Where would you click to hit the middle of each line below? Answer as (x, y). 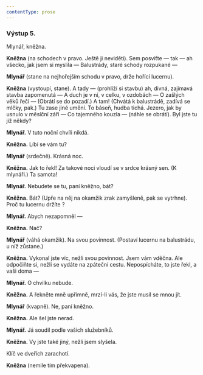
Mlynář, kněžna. (26, 46)
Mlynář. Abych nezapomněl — (45, 216)
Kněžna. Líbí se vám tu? (36, 144)
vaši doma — (23, 271)
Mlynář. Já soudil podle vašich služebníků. (60, 330)
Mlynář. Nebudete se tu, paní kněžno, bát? (60, 186)
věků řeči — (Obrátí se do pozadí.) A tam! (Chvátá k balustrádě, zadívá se (98, 101)
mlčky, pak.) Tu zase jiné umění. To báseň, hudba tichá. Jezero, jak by (94, 108)
